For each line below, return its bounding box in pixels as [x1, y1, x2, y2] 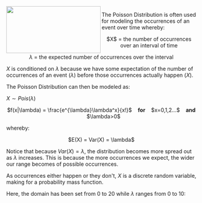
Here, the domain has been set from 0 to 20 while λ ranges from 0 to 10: [6, 190, 186, 197]
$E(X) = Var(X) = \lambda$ [68, 136, 134, 143]
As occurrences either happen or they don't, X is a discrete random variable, [6, 172, 197, 179]
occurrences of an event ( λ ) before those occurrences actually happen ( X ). [6, 71, 194, 79]
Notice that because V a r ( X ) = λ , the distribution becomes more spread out [6, 148, 192, 155]
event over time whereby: [101, 24, 165, 31]
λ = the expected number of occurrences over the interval [29, 53, 174, 61]
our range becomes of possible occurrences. [6, 160, 119, 168]
